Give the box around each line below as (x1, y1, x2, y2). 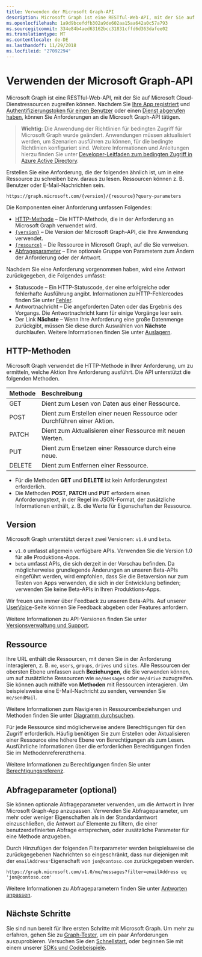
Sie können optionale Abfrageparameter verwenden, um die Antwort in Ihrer (6, 800, 195, 808)
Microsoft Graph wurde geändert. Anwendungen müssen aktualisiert (20, 131, 191, 139)
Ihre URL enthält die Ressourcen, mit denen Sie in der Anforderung (6, 655, 171, 663)
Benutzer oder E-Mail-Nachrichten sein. (6, 182, 105, 189)
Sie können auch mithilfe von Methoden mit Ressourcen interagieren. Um (6, 681, 188, 688)
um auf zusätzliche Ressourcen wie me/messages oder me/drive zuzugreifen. (6, 675, 194, 682)
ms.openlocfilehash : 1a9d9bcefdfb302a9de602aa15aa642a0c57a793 (6, 20, 168, 26)
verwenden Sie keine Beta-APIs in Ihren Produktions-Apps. (14, 586, 161, 593)
